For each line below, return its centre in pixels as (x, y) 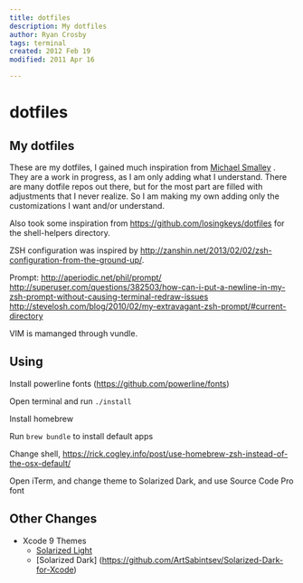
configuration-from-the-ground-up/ (76, 260)
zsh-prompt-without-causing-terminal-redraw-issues (109, 296)
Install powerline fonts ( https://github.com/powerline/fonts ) (119, 383)
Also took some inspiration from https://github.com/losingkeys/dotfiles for (147, 223)
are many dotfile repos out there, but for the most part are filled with (136, 187)
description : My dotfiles (58, 26)
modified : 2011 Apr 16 (52, 60)
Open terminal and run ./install (71, 401)
